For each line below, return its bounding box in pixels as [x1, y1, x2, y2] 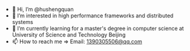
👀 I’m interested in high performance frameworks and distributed [11, 12, 174, 19]
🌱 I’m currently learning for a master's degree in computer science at [11, 25, 185, 32]
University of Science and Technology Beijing [11, 31, 126, 38]
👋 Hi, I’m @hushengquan [11, 6, 74, 13]
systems [11, 19, 33, 25]
